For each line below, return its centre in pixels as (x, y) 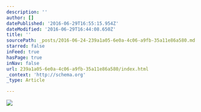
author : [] (20, 18)
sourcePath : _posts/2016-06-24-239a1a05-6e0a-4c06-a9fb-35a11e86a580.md (101, 40)
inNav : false (23, 63)
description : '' (27, 12)
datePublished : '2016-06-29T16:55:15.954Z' (63, 23)
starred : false (26, 47)
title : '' (19, 35)
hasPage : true (24, 58)
